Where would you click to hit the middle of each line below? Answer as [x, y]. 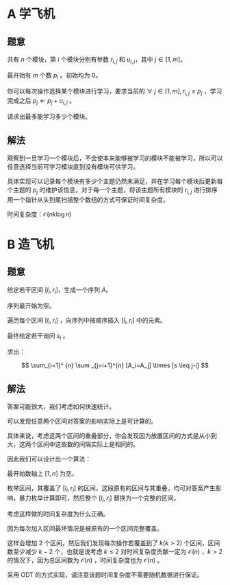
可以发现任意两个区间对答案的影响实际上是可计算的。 [82, 421]
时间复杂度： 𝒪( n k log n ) [39, 214]
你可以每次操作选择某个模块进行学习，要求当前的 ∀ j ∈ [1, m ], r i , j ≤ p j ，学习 [115, 92]
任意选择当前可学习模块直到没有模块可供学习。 [73, 167]
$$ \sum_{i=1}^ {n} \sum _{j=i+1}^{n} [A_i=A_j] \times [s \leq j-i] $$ [115, 365]
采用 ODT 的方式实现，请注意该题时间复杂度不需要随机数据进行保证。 [105, 575]
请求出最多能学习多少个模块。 [49, 117]
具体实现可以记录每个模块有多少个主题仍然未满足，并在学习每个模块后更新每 [115, 181]
